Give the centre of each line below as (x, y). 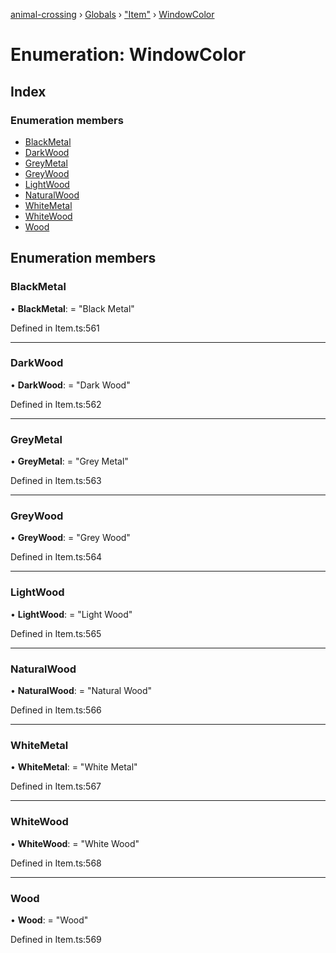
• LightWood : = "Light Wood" (71, 614)
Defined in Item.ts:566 (56, 710)
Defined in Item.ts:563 (56, 481)
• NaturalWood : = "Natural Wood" (81, 691)
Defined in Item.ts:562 (56, 404)
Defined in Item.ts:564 (56, 557)
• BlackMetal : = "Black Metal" (72, 308)
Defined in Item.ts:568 (56, 863)
